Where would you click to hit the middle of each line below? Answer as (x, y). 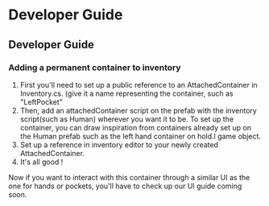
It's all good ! (41, 162)
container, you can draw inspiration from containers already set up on (136, 127)
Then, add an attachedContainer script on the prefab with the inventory (139, 110)
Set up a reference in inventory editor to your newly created (119, 144)
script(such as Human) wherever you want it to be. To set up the (127, 119)
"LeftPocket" (41, 101)
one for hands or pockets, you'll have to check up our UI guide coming (125, 186)
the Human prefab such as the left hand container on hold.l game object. (141, 136)
